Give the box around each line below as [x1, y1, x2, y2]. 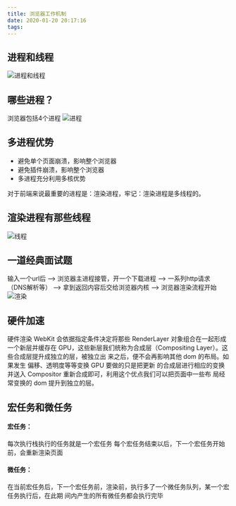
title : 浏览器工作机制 [7, 10, 67, 18]
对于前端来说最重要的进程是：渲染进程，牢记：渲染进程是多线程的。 [7, 189, 205, 197]
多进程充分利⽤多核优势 [17, 174, 86, 183]
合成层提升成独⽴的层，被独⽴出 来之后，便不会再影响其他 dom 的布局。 [13, 352, 223, 361]
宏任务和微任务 [7, 401, 73, 413]
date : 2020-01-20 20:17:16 [7, 17, 87, 24]
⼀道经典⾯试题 [7, 254, 73, 266]
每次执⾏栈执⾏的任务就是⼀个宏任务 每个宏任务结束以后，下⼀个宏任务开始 [7, 439, 225, 448]
